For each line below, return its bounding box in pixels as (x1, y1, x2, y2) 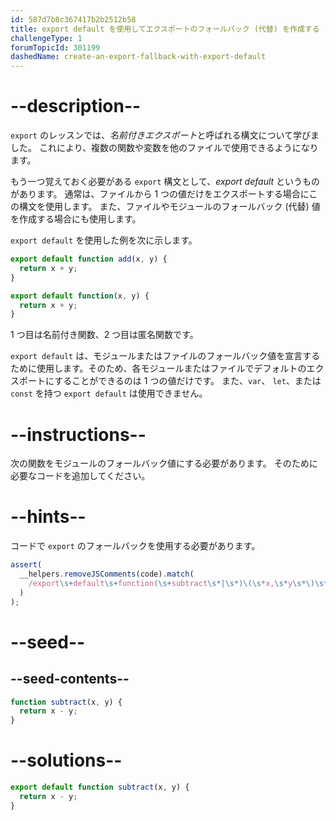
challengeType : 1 (10, 33, 83, 43)
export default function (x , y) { (10, 291, 150, 301)
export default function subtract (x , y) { (10, 782, 190, 793)
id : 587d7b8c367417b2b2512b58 (10, 14, 137, 25)
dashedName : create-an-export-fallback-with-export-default (10, 52, 267, 62)
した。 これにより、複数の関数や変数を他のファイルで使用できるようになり (10, 142, 319, 154)
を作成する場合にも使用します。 (10, 213, 142, 225)
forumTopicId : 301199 (10, 42, 101, 53)
